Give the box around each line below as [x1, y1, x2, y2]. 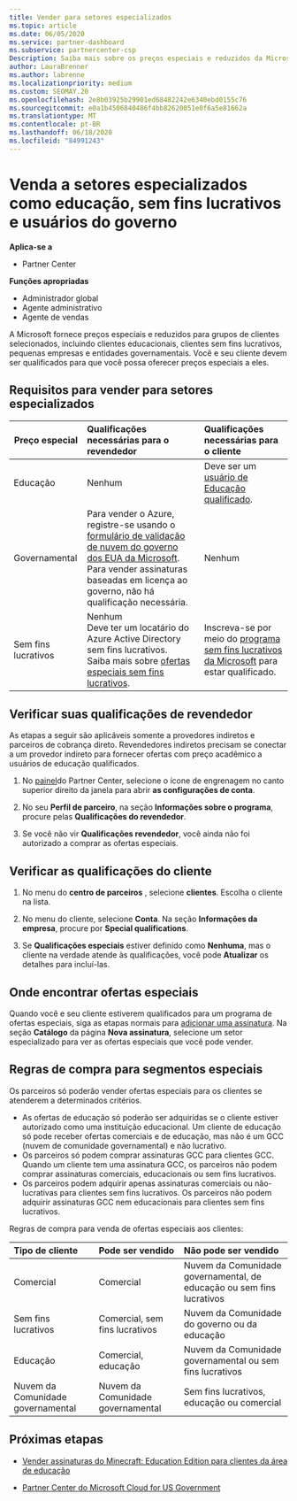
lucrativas [21, 1187, 58, 1197]
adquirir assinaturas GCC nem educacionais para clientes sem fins [21, 1197, 265, 1207]
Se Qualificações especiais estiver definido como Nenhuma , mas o [21, 940, 271, 951]
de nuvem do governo [87, 541, 179, 553]
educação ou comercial [183, 1396, 282, 1408]
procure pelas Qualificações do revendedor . [21, 812, 187, 822]
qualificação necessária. [87, 596, 188, 608]
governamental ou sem [183, 1354, 280, 1366]
